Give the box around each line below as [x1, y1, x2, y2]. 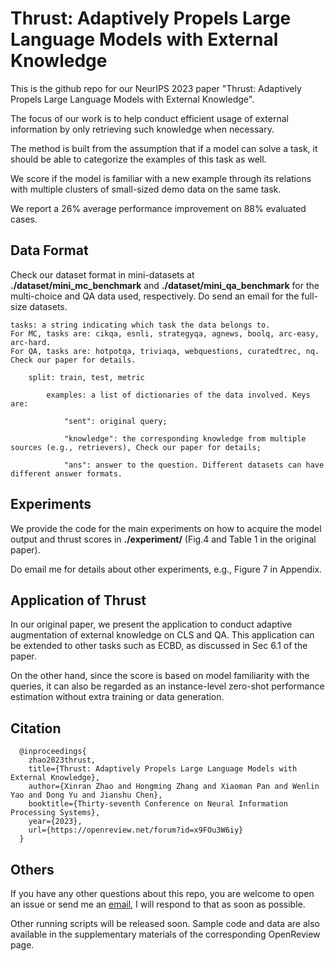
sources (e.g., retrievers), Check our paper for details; [10, 442, 262, 452]
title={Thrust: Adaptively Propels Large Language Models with [28, 764, 298, 774]
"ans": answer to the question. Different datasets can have [63, 460, 325, 470]
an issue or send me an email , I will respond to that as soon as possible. [10, 898, 306, 910]
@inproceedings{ [19, 747, 87, 757]
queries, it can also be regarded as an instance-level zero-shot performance [10, 680, 325, 692]
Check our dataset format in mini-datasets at [10, 268, 195, 281]
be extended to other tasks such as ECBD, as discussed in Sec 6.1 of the [10, 640, 308, 652]
